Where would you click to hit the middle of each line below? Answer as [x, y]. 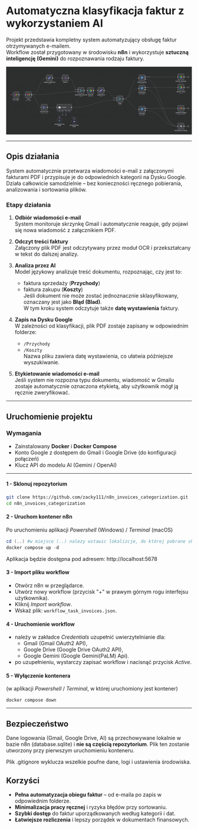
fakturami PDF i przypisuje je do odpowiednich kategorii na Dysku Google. [96, 177]
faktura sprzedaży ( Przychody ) [62, 283]
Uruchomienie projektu [49, 417]
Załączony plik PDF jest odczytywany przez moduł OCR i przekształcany [103, 248]
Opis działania [33, 156]
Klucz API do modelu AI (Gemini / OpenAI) [66, 465]
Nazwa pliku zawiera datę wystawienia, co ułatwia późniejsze [98, 356]
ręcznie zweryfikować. [42, 392]
